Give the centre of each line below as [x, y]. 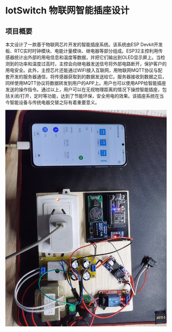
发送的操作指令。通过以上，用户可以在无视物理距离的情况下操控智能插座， [84, 90]
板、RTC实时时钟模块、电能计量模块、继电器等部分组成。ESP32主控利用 [82, 51]
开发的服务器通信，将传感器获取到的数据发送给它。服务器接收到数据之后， [88, 77]
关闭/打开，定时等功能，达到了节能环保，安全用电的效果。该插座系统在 [84, 96]
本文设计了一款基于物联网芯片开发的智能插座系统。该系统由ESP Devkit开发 [84, 45]
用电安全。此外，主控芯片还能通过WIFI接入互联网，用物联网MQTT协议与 [82, 70]
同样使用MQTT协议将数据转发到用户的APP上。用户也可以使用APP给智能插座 [86, 83]
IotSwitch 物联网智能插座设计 [67, 11]
